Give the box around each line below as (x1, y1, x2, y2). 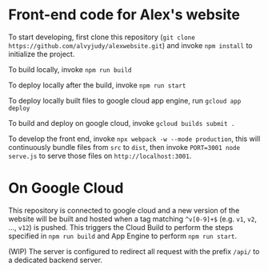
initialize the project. (8, 49, 75, 59)
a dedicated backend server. (8, 255, 102, 265)
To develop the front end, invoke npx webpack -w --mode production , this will (8, 134, 261, 144)
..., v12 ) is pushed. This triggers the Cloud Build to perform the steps (8, 222, 234, 232)
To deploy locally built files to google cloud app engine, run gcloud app (8, 95, 242, 105)
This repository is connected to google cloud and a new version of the (8, 205, 240, 215)
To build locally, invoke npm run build (8, 64, 132, 74)
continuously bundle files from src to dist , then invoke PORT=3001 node (8, 142, 241, 152)
